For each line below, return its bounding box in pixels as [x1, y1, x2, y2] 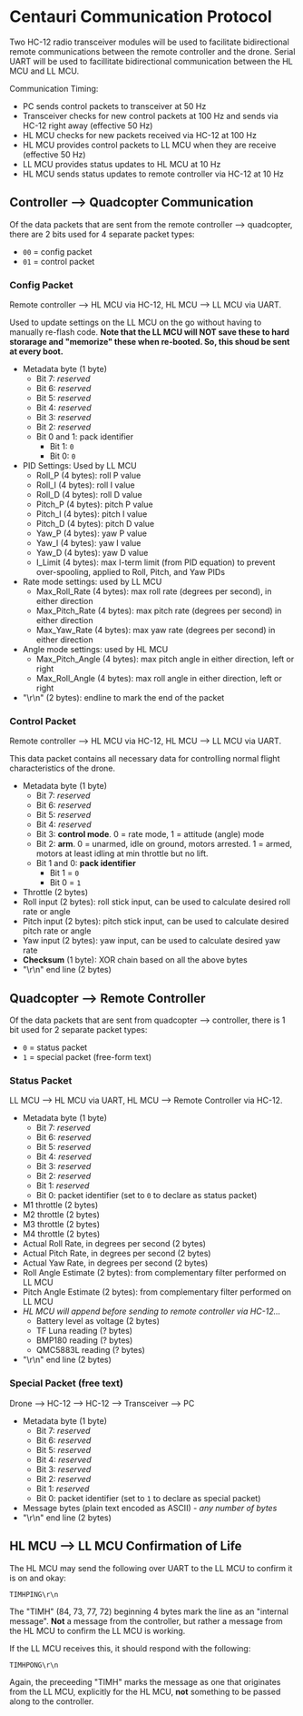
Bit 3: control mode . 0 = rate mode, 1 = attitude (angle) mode [35, 829, 265, 840]
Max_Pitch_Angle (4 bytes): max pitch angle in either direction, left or [35, 653, 295, 665]
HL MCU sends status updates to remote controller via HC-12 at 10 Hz [22, 168, 284, 179]
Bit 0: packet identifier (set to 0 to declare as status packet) [35, 1190, 258, 1201]
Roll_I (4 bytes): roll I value [35, 479, 136, 490]
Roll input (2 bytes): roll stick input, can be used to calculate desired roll [22, 896, 290, 907]
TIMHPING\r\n [9, 1590, 59, 1599]
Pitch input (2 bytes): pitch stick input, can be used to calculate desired [22, 916, 289, 927]
